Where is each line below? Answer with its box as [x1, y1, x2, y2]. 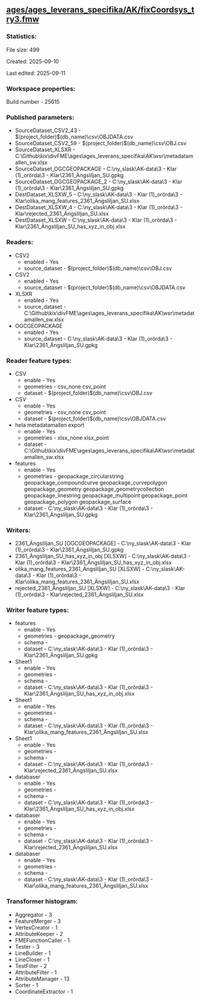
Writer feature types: [6, 606, 69, 614]
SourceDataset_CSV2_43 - [14, 127, 81, 134]
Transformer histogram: [6, 898, 78, 906]
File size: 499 [6, 46, 40, 53]
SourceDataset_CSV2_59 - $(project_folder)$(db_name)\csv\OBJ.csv [14, 140, 187, 147]
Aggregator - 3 [14, 911, 52, 918]
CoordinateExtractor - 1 [14, 988, 73, 995]
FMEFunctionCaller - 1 [14, 937, 70, 944]
